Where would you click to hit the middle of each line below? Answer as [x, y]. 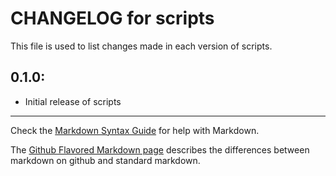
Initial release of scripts [73, 101]
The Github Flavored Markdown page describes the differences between [160, 149]
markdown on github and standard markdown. [105, 160]
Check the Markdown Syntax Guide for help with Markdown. [135, 130]
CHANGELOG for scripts [112, 18]
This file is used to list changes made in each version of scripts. [141, 46]
